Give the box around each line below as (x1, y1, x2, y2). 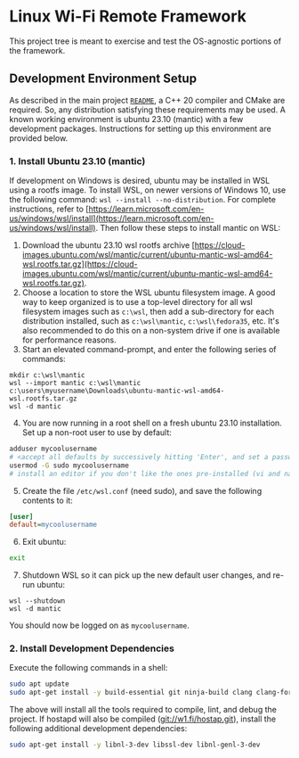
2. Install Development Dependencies (9, 642, 175, 655)
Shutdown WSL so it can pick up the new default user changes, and (21, 570, 271, 581)
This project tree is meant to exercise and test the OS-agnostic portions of (9, 36, 282, 46)
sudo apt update (9, 680, 69, 688)
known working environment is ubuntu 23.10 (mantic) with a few (9, 113, 244, 124)
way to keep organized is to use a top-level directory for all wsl (21, 297, 254, 308)
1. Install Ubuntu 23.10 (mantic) (9, 154, 146, 167)
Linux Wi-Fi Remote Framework (9, 6, 246, 27)
